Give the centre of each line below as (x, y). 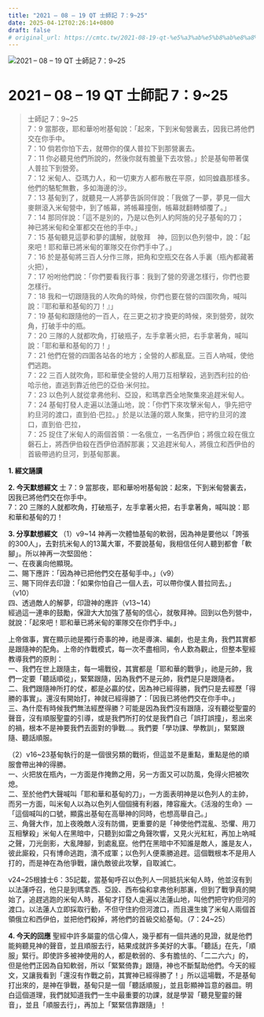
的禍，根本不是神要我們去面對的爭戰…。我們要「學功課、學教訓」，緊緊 (123, 728)
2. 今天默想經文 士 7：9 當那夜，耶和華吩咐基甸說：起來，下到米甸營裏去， (129, 488)
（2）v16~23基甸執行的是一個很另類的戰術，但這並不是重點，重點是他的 (125, 754)
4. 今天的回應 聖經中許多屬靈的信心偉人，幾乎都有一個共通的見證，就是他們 (130, 936)
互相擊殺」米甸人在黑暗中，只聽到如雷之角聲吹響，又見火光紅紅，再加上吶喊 (132, 833)
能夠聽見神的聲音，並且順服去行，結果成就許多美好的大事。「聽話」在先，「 (128, 946)
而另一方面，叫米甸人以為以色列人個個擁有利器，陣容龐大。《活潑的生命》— (130, 804)
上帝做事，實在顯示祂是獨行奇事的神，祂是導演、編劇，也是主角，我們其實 (128, 639)
